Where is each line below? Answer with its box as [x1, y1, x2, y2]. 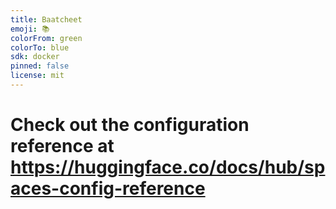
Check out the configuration [10, 114, 250, 136]
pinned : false [10, 61, 70, 71]
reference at [10, 135, 115, 158]
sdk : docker [10, 52, 60, 62]
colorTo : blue [10, 42, 70, 53]
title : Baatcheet [10, 14, 83, 25]
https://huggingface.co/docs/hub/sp [10, 156, 326, 179]
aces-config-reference [10, 177, 206, 200]
